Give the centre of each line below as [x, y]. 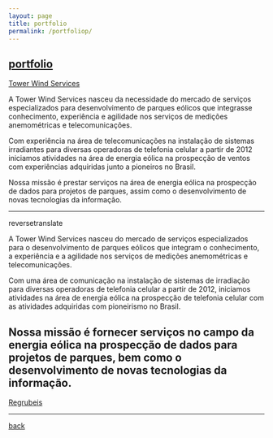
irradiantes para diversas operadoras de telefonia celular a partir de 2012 [130, 150]
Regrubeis [26, 402]
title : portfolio [38, 24]
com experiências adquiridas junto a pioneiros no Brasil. [102, 167]
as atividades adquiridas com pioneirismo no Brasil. [95, 306]
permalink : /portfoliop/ [50, 31]
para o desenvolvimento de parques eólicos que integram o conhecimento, [134, 248]
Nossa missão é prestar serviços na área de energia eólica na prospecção [133, 183]
